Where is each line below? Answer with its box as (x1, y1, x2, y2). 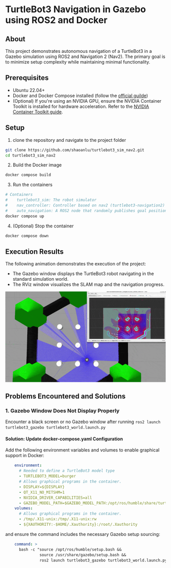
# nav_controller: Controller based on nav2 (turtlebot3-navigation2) (5, 203, 165, 208)
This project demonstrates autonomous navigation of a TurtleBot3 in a (5, 48, 152, 54)
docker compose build (5, 172, 51, 177)
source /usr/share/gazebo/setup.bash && (39, 552, 126, 557)
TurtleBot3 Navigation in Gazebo (5, 4, 146, 15)
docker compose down (5, 233, 49, 238)
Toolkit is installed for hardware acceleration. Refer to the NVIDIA (12, 103, 149, 109)
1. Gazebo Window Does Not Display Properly (5, 407, 120, 414)
